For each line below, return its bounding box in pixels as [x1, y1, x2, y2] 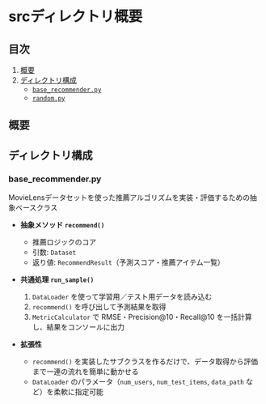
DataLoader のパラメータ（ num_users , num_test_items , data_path [32, 377, 244, 387]
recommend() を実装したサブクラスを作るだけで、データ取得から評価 [32, 357, 259, 367]
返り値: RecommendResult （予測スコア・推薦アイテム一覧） [32, 257, 225, 267]
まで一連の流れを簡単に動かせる [32, 367, 139, 376]
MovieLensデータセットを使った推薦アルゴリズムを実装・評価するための [8, 193, 251, 202]
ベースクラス [15, 203, 58, 213]
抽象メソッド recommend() [19, 220, 105, 230]
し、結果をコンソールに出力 [32, 322, 125, 332]
